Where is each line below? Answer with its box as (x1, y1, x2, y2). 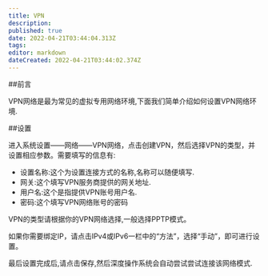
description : (8, 19, 52, 27)
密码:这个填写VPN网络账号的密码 (19, 197, 128, 206)
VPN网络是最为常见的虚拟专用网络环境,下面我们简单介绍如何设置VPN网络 (8, 96, 250, 106)
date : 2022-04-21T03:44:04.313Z (8, 34, 116, 42)
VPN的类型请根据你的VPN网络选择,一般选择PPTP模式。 (8, 214, 191, 224)
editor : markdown (8, 49, 66, 57)
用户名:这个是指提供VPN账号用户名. (19, 187, 138, 197)
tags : (8, 42, 26, 50)
